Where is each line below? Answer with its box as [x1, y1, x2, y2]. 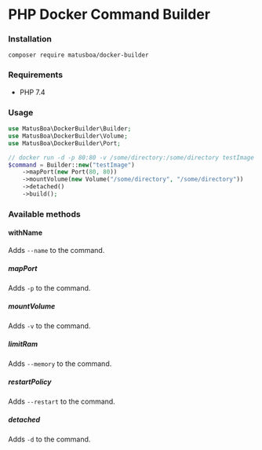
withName [8, 228, 43, 237]
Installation [8, 34, 53, 45]
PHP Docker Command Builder [8, 5, 210, 24]
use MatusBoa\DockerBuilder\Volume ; [8, 132, 128, 140]
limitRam [8, 339, 38, 349]
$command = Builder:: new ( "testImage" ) [8, 161, 135, 169]
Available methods [8, 208, 81, 219]
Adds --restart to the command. [8, 397, 115, 406]
